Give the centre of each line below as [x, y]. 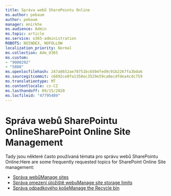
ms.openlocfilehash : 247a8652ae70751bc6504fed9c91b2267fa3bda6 [74, 72]
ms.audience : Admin [26, 29]
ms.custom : [17, 57]
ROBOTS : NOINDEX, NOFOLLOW [34, 43]
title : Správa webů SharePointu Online [48, 10]
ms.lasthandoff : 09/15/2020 [35, 91]
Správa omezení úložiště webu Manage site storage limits [72, 183]
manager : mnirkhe [24, 24]
